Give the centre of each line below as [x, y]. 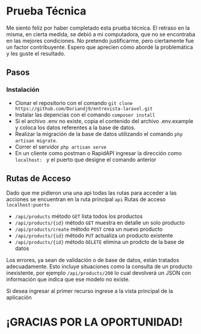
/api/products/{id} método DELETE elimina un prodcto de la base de [100, 242]
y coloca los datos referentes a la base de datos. [75, 127]
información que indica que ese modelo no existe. [68, 280]
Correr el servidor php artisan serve [60, 147]
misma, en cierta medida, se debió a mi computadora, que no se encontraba [101, 34]
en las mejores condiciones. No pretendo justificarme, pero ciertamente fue [100, 40]
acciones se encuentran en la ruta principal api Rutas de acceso [86, 199]
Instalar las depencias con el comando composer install [85, 114]
